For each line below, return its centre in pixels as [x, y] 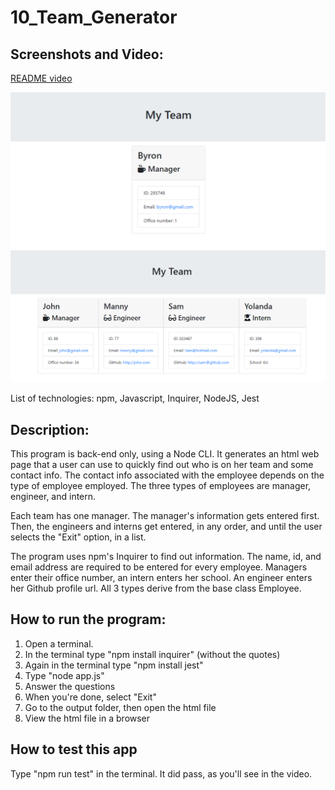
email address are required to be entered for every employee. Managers [159, 567]
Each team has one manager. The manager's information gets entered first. [165, 515]
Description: [50, 429]
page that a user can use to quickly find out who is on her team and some [162, 464]
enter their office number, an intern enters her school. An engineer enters [161, 577]
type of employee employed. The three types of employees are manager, [161, 485]
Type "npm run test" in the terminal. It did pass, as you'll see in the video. [161, 773]
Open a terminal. [59, 643]
